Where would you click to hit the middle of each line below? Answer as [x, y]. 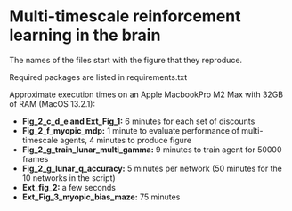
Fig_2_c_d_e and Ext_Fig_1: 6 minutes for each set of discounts [138, 121]
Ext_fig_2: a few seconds [69, 187]
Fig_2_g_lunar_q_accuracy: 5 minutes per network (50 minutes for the [152, 168]
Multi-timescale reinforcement [126, 16]
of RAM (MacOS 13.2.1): [53, 103]
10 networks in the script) [69, 178]
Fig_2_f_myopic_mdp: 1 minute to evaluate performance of [131, 130]
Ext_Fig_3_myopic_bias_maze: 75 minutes [101, 197]
